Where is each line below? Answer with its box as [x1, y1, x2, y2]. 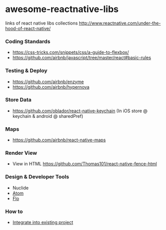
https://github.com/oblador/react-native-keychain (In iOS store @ [12, 108, 148, 114]
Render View [5, 149, 38, 156]
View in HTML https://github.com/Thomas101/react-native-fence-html [12, 161, 157, 167]
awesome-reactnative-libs [5, 4, 119, 15]
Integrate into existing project [12, 219, 74, 225]
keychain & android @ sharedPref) [12, 113, 84, 119]
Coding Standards [5, 38, 51, 45]
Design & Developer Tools [5, 173, 69, 180]
